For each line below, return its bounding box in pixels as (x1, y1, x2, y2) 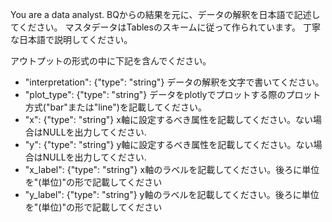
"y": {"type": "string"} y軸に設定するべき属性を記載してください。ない (24, 139, 314, 150)
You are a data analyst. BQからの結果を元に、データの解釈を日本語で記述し (10, 9, 321, 20)
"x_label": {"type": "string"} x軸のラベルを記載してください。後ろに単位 (24, 164, 320, 175)
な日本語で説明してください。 (10, 34, 133, 45)
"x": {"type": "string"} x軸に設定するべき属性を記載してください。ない (24, 114, 314, 125)
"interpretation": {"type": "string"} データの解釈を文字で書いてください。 (24, 76, 325, 88)
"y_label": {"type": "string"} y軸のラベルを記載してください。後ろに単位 (24, 189, 320, 200)
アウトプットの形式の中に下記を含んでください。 (10, 55, 212, 67)
